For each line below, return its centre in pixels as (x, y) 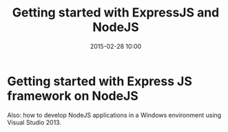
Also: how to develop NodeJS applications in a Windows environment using (114, 115)
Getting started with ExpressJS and (116, 13)
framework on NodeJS (73, 96)
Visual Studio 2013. (34, 122)
